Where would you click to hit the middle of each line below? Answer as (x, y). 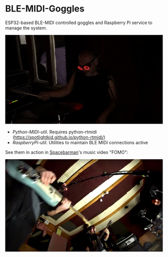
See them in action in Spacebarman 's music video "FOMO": (67, 152)
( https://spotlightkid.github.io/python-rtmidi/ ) (59, 137)
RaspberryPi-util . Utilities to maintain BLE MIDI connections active (80, 142)
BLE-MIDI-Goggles (45, 9)
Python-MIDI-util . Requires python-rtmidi (54, 132)
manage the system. (26, 28)
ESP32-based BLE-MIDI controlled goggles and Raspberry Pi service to (79, 23)
